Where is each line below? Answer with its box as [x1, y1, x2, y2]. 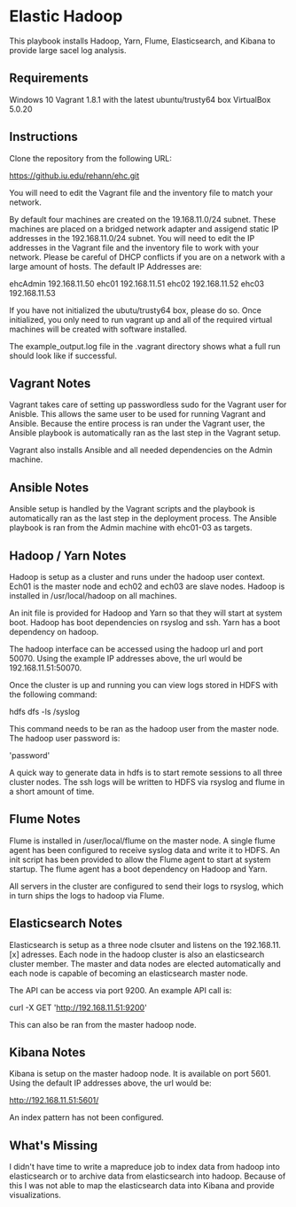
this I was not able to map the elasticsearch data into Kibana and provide [9, 1180, 275, 1191]
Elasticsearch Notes [9, 916, 122, 931]
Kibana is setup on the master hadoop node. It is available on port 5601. [9, 1069, 271, 1079]
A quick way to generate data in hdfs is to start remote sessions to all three [9, 767, 283, 778]
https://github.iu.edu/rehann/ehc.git [9, 170, 140, 181]
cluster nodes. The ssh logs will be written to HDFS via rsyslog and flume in [9, 777, 285, 787]
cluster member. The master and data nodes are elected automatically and [9, 958, 281, 968]
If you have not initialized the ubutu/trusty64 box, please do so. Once [9, 304, 261, 316]
